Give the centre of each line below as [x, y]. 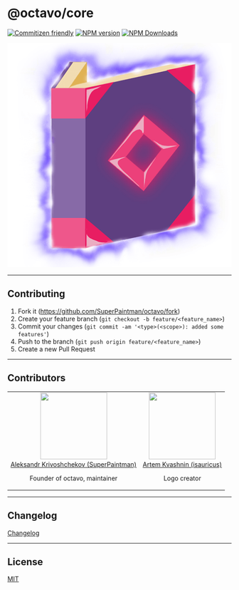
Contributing [36, 294]
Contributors [37, 378]
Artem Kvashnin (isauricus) [182, 465]
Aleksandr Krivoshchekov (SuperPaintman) [74, 465]
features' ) [33, 333]
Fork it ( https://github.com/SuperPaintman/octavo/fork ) [99, 311]
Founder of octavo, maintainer [74, 478]
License [25, 562]
